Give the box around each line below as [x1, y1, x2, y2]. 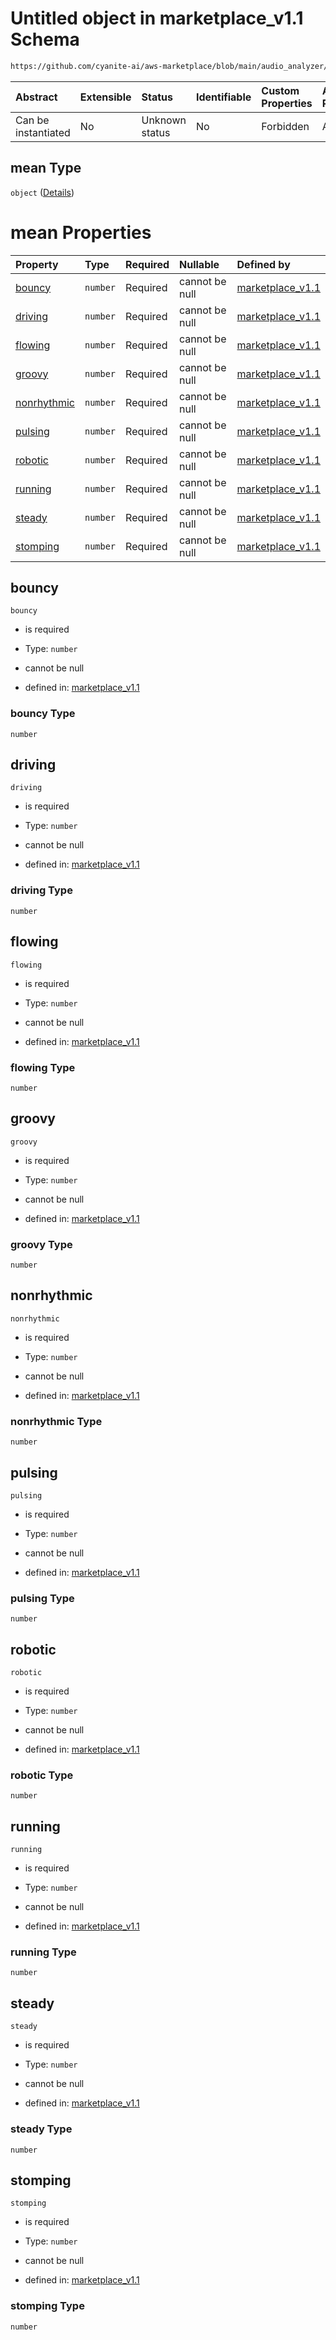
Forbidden [261, 119, 310, 133]
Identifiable [195, 90, 252, 104]
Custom [261, 83, 300, 97]
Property [15, 257, 59, 271]
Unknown [141, 113, 187, 127]
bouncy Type [10, 707, 76, 721]
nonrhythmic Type [10, 1414, 103, 1428]
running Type [10, 1945, 77, 1959]
